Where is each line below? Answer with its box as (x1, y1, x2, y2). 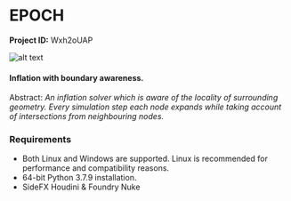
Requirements (9, 133, 72, 146)
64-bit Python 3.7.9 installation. (21, 173, 137, 183)
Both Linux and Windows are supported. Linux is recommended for (21, 153, 269, 165)
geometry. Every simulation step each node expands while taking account (9, 101, 282, 112)
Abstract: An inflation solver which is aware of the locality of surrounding (9, 92, 279, 103)
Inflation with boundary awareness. (9, 72, 144, 83)
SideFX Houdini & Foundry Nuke (21, 181, 141, 192)
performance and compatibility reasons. (21, 163, 170, 173)
